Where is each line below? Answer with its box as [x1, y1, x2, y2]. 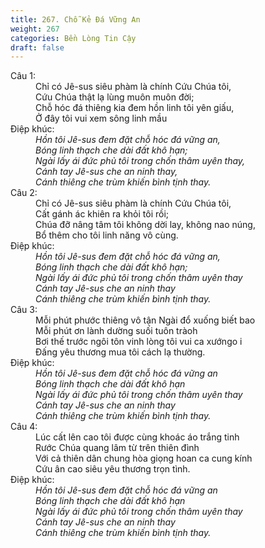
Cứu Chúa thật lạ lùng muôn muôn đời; [35, 91, 195, 103]
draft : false [10, 42, 65, 53]
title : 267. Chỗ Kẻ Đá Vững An [10, 14, 141, 25]
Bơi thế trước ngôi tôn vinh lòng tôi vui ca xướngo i [35, 336, 243, 348]
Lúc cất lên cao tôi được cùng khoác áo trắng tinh [35, 431, 240, 443]
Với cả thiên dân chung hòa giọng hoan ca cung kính [35, 452, 253, 465]
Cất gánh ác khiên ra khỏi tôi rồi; [35, 208, 170, 220]
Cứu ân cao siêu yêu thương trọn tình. [35, 463, 191, 475]
